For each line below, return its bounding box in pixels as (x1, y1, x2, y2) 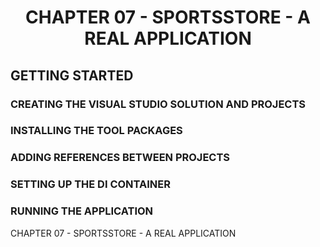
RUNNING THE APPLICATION (10, 204, 154, 218)
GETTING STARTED (10, 67, 134, 84)
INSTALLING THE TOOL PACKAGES (10, 124, 183, 138)
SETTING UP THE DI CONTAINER (10, 177, 171, 191)
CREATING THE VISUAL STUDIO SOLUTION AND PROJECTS (10, 97, 306, 111)
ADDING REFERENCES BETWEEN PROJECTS (10, 151, 231, 165)
